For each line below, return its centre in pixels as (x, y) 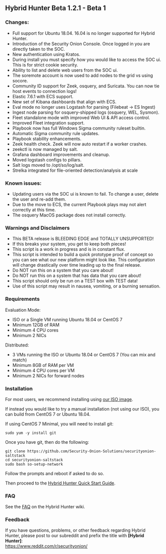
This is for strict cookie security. (45, 65)
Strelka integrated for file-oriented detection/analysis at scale (75, 170)
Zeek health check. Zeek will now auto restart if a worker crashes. (80, 144)
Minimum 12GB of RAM (36, 325)
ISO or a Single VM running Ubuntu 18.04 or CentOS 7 (67, 319)
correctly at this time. (34, 209)
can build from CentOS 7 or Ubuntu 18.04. (48, 414)
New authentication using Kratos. (46, 54)
